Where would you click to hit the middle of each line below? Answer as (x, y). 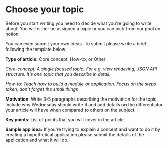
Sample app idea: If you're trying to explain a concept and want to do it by (83, 129)
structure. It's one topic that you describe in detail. (58, 74)
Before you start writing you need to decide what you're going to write (78, 23)
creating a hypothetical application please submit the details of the (75, 134)
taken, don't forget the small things (42, 89)
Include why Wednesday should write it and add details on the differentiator (84, 104)
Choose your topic (45, 9)
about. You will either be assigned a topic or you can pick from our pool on (83, 28)
